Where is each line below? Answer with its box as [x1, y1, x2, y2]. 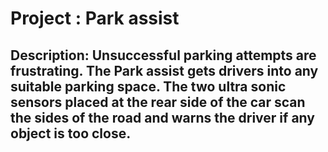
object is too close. [10, 125, 132, 142]
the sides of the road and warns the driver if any [10, 109, 315, 126]
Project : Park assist [10, 7, 180, 30]
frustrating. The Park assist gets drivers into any [10, 62, 319, 79]
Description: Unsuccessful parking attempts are [10, 47, 317, 64]
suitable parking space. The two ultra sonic [10, 78, 287, 95]
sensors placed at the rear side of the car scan [10, 93, 306, 111]
